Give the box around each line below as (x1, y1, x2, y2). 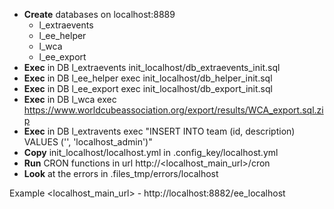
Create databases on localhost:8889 (23, 9, 176, 20)
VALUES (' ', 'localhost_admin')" (23, 136, 153, 148)
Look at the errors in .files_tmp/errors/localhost (23, 168, 219, 179)
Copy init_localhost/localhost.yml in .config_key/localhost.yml (23, 147, 279, 158)
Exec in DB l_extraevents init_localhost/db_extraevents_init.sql (23, 62, 281, 73)
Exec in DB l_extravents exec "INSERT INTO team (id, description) (23, 125, 296, 137)
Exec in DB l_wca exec (23, 94, 117, 105)
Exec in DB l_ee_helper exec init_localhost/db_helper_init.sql (23, 72, 273, 84)
